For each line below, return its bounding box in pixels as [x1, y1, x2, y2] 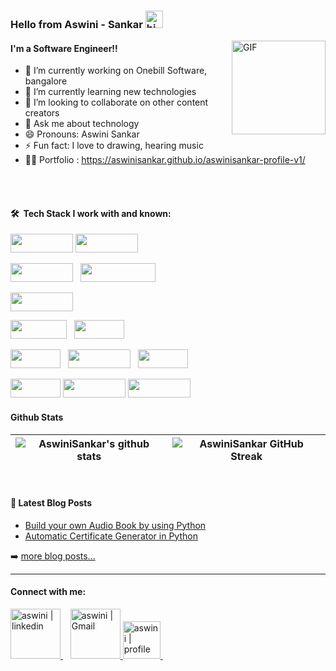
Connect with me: [10, 586, 87, 598]
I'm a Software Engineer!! [10, 42, 118, 54]
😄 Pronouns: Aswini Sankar [24, 128, 140, 140]
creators [24, 107, 60, 119]
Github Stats [10, 411, 64, 423]
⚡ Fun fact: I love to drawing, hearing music [24, 140, 204, 152]
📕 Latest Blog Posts [10, 497, 93, 509]
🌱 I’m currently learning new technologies [24, 86, 197, 98]
